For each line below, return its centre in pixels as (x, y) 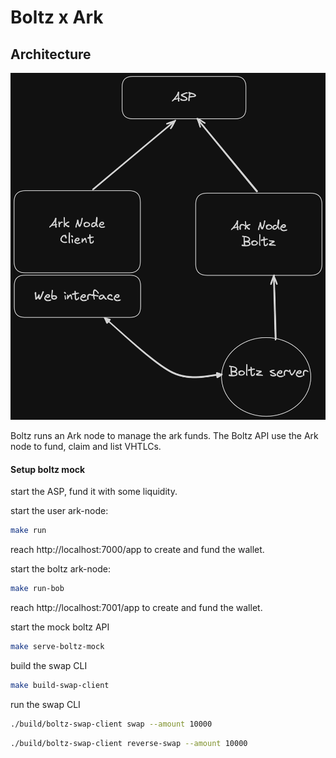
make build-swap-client (60, 685)
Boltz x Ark (57, 17)
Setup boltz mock (48, 469)
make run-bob (37, 589)
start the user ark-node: (59, 511)
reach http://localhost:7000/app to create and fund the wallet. (137, 550)
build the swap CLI (49, 665)
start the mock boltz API (60, 627)
